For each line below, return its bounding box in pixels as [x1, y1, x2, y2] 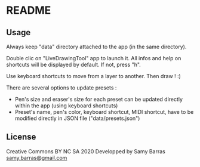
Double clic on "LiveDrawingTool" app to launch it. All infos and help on [6, 55, 181, 61]
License [6, 132, 36, 142]
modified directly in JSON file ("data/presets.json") [14, 115, 140, 122]
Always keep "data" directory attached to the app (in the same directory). [6, 43, 187, 50]
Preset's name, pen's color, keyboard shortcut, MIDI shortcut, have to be [14, 109, 194, 115]
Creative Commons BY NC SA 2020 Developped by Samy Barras [6, 147, 165, 155]
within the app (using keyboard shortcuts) [14, 102, 118, 109]
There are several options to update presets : [6, 84, 117, 91]
